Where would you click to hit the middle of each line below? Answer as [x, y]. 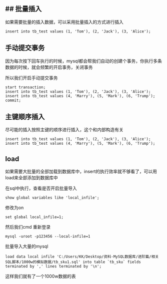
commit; [13, 100]
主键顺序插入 [25, 117]
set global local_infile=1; [34, 217]
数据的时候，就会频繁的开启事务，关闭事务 [49, 67]
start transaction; [25, 87]
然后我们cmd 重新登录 [28, 227]
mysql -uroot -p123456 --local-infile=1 [48, 237]
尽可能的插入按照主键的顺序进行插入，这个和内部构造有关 [64, 130]
